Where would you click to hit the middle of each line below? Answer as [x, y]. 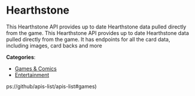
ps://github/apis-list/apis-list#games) [51, 86]
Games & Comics [36, 68]
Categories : [21, 57]
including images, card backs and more [54, 46]
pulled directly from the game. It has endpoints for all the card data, [88, 39]
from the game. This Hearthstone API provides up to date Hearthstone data [97, 33]
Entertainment [32, 75]
